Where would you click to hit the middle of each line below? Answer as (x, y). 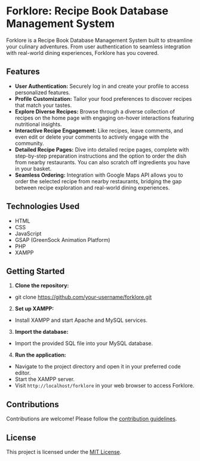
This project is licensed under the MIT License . (64, 452)
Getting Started (36, 271)
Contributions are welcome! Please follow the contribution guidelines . (92, 419)
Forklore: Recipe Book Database (87, 11)
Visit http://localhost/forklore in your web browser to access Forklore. (104, 386)
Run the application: (41, 355)
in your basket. (33, 168)
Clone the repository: (42, 285)
